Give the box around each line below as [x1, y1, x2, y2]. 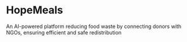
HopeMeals [6, 3, 63, 17]
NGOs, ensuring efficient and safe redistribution [6, 29, 122, 36]
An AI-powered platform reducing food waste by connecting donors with [6, 23, 182, 30]
